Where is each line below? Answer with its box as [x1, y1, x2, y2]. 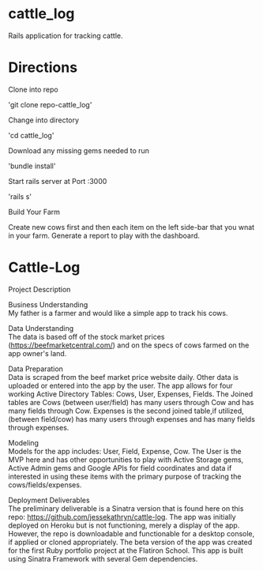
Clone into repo [8, 85, 58, 94]
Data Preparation [8, 364, 63, 374]
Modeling [8, 438, 39, 447]
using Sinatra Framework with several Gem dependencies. [8, 554, 198, 563]
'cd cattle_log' [8, 130, 54, 140]
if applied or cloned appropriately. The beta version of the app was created [8, 537, 253, 547]
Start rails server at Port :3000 [8, 176, 107, 186]
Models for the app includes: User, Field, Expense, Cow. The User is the [8, 446, 242, 456]
